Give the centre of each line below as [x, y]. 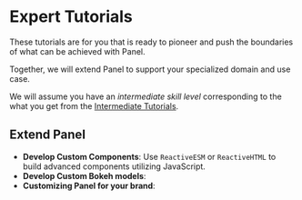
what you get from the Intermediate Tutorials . [94, 105]
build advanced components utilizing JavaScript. [114, 166]
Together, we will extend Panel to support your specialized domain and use [150, 69]
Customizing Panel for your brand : [89, 185]
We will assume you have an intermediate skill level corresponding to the [146, 96]
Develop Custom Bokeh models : [84, 175]
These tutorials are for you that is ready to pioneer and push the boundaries [151, 42]
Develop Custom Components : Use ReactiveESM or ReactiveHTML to [149, 156]
